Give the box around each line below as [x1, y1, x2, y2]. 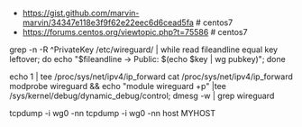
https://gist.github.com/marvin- [22, 8, 140, 18]
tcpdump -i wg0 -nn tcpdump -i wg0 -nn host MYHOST [9, 108, 216, 118]
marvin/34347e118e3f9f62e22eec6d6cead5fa [22, 17, 194, 28]
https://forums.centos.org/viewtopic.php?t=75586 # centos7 [22, 27, 248, 37]
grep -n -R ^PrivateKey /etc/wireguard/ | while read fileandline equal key [9, 44, 278, 55]
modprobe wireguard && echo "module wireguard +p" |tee [9, 81, 227, 91]
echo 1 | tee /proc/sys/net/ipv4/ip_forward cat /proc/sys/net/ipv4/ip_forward [9, 71, 293, 82]
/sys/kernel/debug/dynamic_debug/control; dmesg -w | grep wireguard [9, 90, 275, 101]
